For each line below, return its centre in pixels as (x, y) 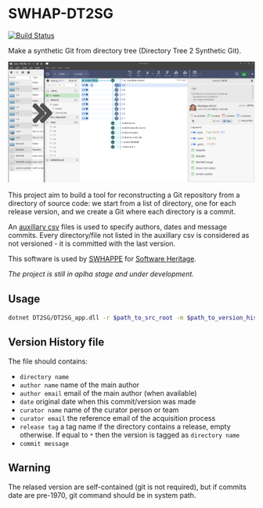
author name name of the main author (79, 385)
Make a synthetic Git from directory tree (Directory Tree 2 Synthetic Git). (125, 50)
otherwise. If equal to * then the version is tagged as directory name (130, 435)
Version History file (56, 342)
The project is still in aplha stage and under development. (101, 274)
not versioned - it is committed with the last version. (92, 243)
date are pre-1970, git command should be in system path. (102, 495)
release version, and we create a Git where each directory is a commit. (122, 212)
